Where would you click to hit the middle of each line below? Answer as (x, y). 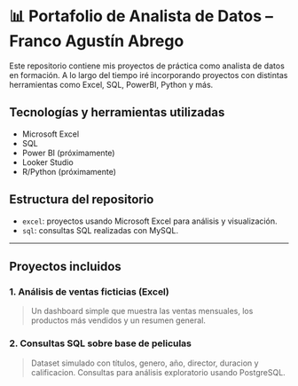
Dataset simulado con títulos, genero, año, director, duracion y (145, 363)
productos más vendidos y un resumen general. (118, 320)
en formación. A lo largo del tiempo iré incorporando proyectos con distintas (149, 75)
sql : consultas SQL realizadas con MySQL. (100, 230)
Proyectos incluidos (65, 266)
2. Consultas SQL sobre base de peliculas (101, 343)
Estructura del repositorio (82, 200)
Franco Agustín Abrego (97, 41)
